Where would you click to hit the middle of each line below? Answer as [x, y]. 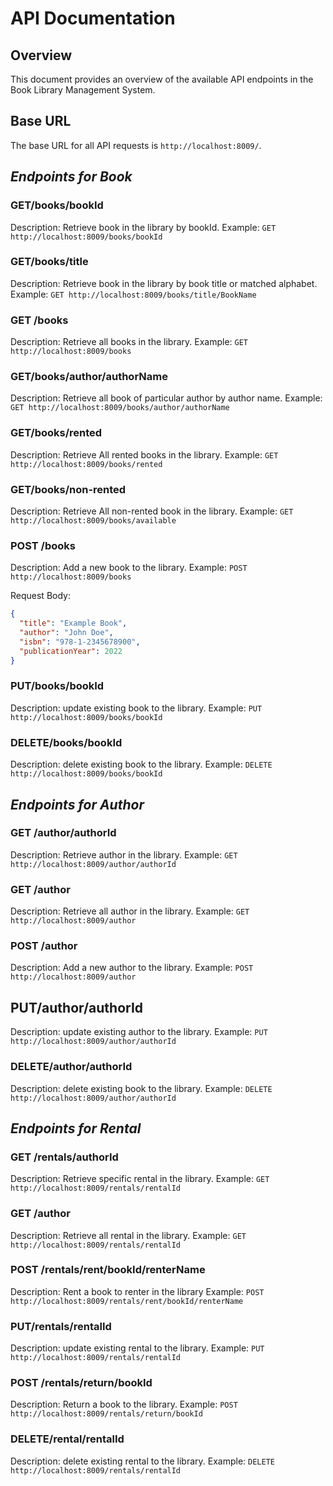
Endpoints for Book [71, 177]
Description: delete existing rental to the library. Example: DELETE [142, 1461]
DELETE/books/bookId [66, 742]
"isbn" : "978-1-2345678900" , [80, 642]
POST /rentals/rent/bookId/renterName [108, 1270]
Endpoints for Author [77, 804]
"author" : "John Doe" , [66, 633]
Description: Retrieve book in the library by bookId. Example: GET [143, 227]
